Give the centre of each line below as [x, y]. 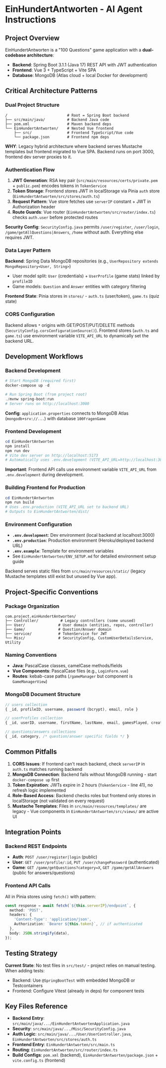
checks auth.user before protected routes [55, 217]
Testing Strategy [31, 953]
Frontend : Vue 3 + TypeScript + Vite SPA [54, 70]
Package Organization [32, 606]
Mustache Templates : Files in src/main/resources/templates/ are [79, 806]
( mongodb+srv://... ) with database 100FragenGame [56, 418]
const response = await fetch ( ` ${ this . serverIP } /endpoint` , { [70, 906]
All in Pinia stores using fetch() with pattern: [51, 896]
